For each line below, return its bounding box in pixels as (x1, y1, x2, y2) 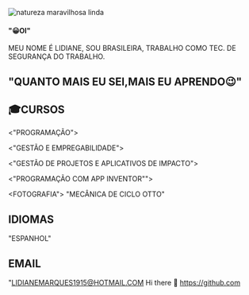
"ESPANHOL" (8, 234, 52, 243)
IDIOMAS (8, 212, 54, 226)
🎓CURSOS (8, 103, 65, 116)
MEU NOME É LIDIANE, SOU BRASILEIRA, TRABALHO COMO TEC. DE (8, 44, 236, 53)
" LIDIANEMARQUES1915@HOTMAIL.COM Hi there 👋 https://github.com (8, 278, 240, 288)
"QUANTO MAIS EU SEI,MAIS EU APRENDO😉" (8, 75, 243, 88)
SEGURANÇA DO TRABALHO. (8, 52, 105, 61)
